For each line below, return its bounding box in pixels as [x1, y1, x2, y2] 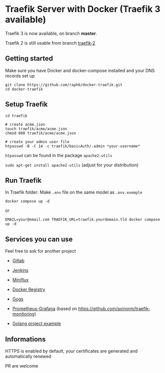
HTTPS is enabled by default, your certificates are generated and [5, 348, 138, 354]
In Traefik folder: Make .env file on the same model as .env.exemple [5, 189, 142, 195]
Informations [5, 335, 46, 343]
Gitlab [12, 258, 25, 264]
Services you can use [5, 235, 73, 243]
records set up [5, 73, 35, 79]
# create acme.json [5, 122, 45, 127]
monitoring [12, 311, 35, 317]
